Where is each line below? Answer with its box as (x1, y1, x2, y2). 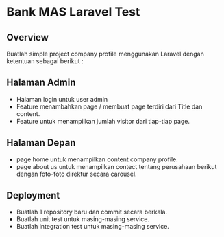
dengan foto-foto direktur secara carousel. (16, 170, 138, 178)
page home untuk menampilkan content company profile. (16, 155, 179, 163)
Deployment (6, 190, 60, 201)
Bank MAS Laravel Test (6, 4, 140, 20)
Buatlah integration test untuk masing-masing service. (16, 223, 169, 231)
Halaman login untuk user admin (16, 95, 108, 103)
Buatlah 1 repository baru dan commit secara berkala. (16, 207, 168, 216)
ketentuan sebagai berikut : (6, 57, 84, 65)
